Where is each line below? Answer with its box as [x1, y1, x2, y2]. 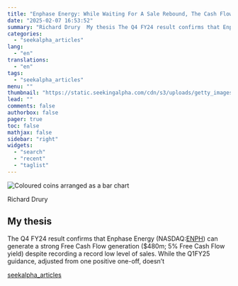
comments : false [7, 103, 55, 110]
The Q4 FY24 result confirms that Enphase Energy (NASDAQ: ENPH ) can [7, 234, 218, 243]
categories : [7, 30, 42, 38]
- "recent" [13, 155, 46, 163]
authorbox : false [7, 109, 59, 116]
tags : [7, 69, 23, 76]
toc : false [7, 122, 40, 130]
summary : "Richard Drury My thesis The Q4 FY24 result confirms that [7, 23, 220, 30]
